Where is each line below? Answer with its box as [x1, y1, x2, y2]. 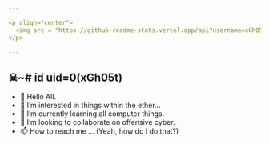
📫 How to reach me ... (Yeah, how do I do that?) [19, 126, 179, 136]
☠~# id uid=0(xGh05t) [8, 70, 122, 84]
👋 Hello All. [19, 92, 57, 102]
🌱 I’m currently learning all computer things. [19, 109, 165, 118]
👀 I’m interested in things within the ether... [19, 101, 162, 110]
